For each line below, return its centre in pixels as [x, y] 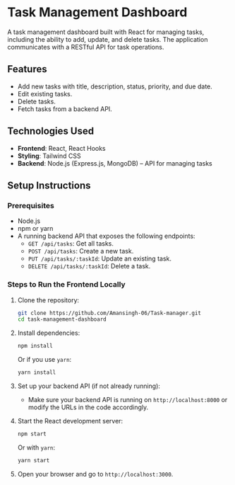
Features [27, 69]
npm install [35, 346]
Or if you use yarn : [44, 360]
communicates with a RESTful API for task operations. [86, 47]
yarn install [37, 372]
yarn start [34, 460]
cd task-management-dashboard [62, 319]
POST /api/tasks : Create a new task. [81, 251]
